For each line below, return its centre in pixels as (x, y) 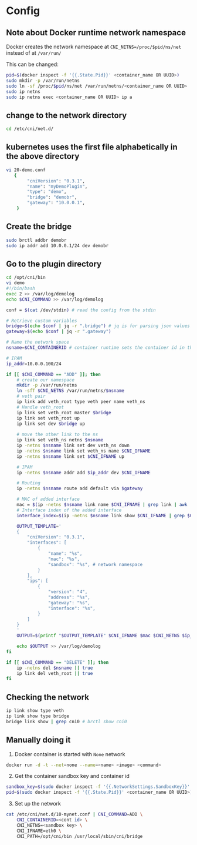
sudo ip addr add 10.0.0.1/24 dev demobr (57, 245)
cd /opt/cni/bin (26, 278)
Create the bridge (39, 227)
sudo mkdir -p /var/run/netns (43, 81)
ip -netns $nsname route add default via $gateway (80, 489)
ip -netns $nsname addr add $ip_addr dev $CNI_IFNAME (84, 473)
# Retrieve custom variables (42, 321)
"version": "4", (68, 592)
